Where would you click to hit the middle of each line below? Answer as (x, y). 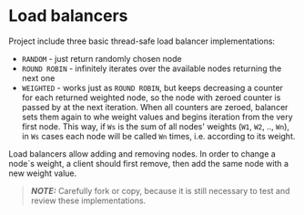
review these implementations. (88, 200)
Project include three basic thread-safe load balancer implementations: (142, 41)
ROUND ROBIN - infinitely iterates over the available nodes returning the (152, 68)
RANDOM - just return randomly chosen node (102, 58)
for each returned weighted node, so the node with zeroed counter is (151, 97)
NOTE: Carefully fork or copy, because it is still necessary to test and (160, 190)
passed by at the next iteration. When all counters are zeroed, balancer (155, 107)
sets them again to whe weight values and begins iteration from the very (157, 117)
